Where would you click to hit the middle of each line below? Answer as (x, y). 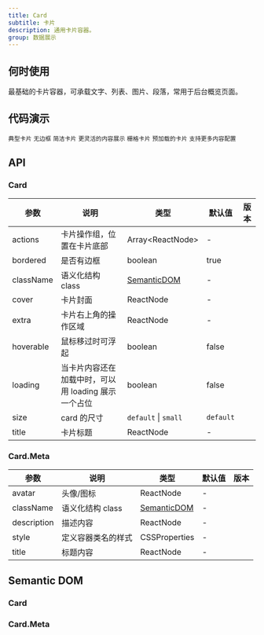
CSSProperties (167, 537)
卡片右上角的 (84, 314)
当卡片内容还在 (88, 368)
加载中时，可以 (88, 380)
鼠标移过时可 (84, 341)
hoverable (31, 347)
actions (26, 239)
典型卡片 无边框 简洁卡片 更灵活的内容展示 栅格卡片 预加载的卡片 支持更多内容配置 (122, 138)
